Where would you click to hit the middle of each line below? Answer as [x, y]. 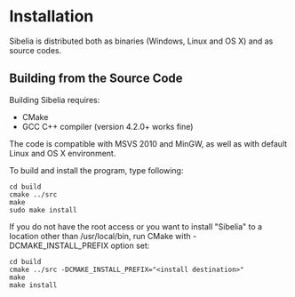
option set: [130, 245]
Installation [52, 16]
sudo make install [43, 210]
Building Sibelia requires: [55, 100]
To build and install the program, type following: [96, 170]
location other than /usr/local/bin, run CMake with [100, 236]
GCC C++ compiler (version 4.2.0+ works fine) [108, 126]
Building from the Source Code [96, 79]
